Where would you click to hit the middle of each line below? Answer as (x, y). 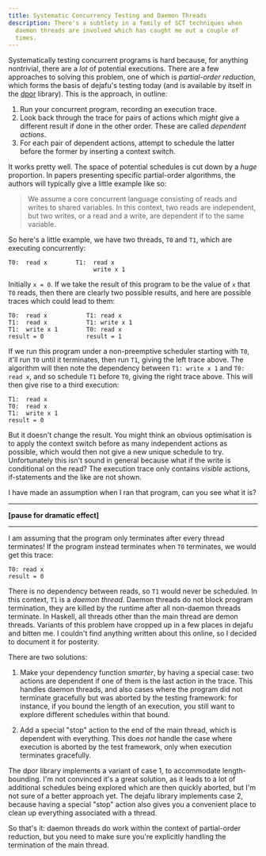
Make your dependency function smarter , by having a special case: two (137, 673)
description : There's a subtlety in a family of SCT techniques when (125, 23)
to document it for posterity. (54, 642)
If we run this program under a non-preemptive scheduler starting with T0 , (129, 351)
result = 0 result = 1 (65, 337)
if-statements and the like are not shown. (75, 478)
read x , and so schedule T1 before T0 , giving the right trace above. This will (131, 377)
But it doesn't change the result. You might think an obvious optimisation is (130, 435)
